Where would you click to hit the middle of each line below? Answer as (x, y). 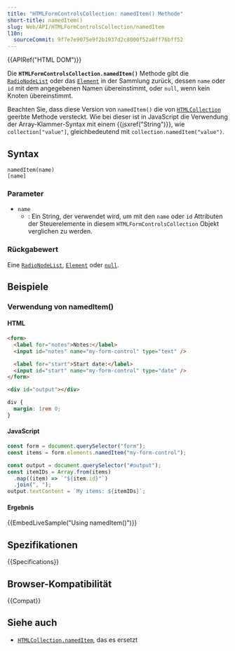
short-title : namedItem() (45, 20)
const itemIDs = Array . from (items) (59, 472)
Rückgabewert (33, 250)
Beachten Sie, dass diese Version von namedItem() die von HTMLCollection (114, 109)
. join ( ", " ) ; (33, 485)
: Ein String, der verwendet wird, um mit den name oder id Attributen (125, 216)
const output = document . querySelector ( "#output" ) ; (84, 465)
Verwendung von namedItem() (61, 307)
